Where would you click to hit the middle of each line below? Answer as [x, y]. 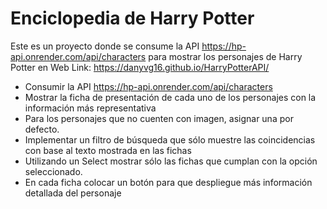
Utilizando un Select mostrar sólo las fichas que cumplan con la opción [171, 161]
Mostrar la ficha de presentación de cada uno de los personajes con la [170, 97]
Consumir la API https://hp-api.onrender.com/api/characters [148, 86]
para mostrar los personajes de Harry [225, 56]
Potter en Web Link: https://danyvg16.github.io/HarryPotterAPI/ [140, 67]
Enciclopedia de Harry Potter [132, 18]
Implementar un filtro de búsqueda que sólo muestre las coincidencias [170, 139]
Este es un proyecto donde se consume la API [105, 46]
